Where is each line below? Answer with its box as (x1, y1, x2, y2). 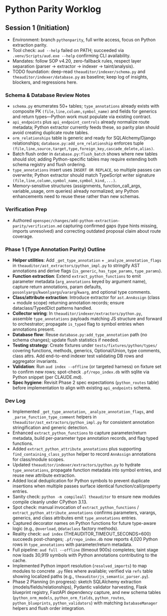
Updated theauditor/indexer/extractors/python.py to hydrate (12, 462, 141, 468)
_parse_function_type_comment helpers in (12, 414, 97, 420)
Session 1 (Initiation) (5, 24, 70, 32)
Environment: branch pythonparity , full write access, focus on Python (12, 37, 156, 43)
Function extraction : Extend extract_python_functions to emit (12, 273, 141, 279)
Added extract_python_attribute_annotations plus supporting (12, 446, 142, 452)
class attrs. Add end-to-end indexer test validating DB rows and (12, 353, 144, 359)
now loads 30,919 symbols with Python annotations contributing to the (12, 552, 158, 558)
